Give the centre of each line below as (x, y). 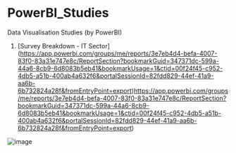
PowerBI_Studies (58, 13)
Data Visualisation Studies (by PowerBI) (64, 32)
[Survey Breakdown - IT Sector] (64, 46)
